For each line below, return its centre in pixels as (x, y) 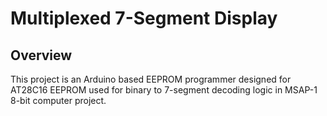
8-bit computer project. (58, 100)
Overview (41, 55)
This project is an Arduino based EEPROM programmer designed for (151, 79)
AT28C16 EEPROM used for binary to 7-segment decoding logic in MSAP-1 (164, 90)
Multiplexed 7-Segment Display (144, 18)
